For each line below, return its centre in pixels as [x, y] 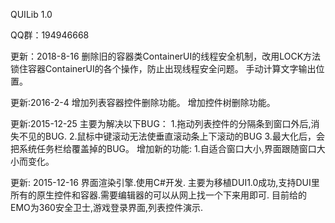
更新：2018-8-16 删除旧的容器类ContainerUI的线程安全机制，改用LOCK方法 [166, 56]
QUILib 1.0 [31, 14]
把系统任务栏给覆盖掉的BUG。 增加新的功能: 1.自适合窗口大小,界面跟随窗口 [163, 148]
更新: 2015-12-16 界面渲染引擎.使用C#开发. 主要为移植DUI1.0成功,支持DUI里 [165, 182]
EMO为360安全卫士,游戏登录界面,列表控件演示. [107, 207]
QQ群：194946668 [50, 35]
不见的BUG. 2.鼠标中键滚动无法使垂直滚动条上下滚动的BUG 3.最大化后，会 [171, 136]
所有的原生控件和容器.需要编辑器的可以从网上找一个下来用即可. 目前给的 [159, 195]
